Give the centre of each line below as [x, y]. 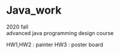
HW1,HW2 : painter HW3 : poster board [55, 45]
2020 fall [17, 27]
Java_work [34, 10]
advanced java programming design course [60, 33]
